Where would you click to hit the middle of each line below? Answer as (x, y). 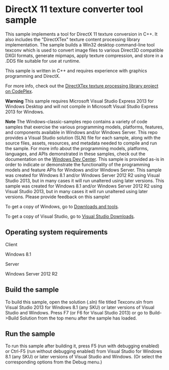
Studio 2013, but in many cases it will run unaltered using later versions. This (85, 180)
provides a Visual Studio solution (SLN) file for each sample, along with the (83, 137)
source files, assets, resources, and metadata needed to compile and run (81, 143)
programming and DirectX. (33, 76)
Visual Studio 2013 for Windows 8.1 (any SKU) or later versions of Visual (80, 307)
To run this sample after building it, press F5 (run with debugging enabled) (82, 346)
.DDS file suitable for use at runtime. (43, 61)
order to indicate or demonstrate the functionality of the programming (78, 164)
